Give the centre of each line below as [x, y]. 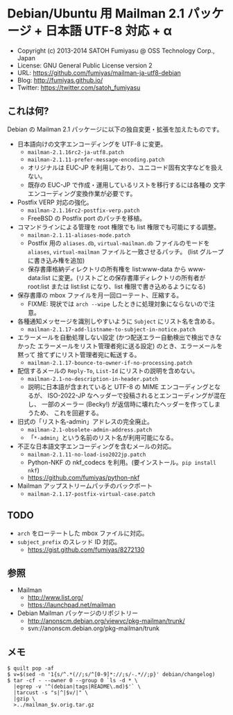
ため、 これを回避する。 [68, 413]
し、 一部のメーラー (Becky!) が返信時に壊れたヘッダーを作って [118, 404]
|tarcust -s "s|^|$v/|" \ [51, 693]
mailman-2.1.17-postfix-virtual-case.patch [92, 494]
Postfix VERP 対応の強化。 [55, 202]
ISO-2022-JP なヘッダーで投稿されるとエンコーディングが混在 [137, 395]
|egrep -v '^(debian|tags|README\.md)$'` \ [77, 687]
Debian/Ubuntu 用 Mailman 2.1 [96, 14]
